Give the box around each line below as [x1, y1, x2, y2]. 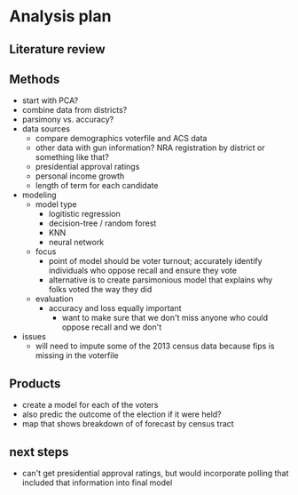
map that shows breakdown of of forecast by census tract [21, 419, 234, 429]
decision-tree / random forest [48, 218, 157, 228]
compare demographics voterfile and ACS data [35, 133, 208, 144]
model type [35, 199, 77, 210]
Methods [9, 71, 60, 86]
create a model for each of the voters [21, 400, 159, 411]
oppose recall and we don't [61, 322, 162, 332]
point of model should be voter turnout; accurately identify [48, 256, 263, 267]
